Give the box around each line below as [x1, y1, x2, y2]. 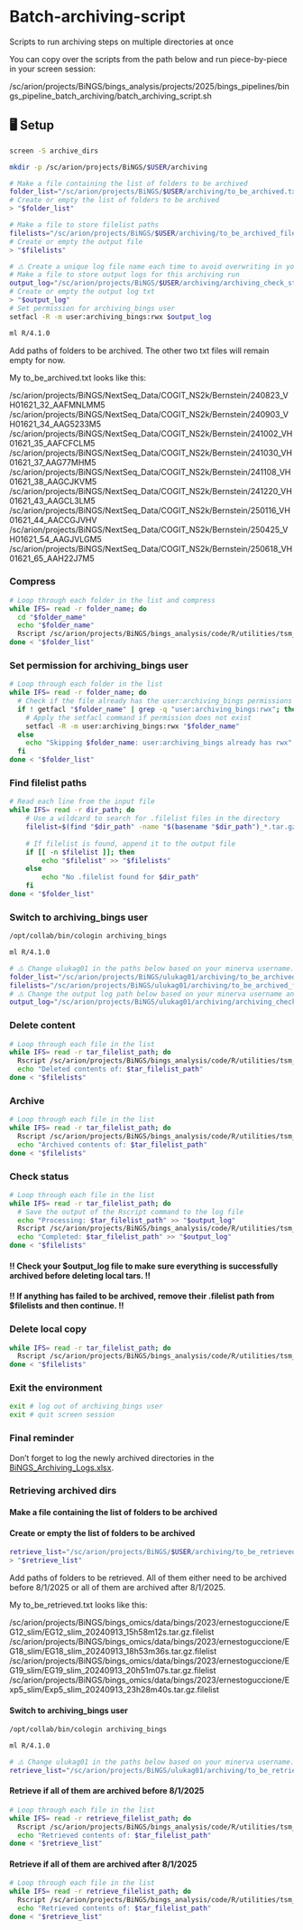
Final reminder [9, 1432, 75, 1445]
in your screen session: [9, 63, 96, 74]
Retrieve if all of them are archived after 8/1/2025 [9, 1859, 197, 1869]
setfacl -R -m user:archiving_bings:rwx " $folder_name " [25, 721, 241, 731]
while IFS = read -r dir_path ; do [9, 806, 135, 815]
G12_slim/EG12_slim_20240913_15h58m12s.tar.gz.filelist [9, 1626, 215, 1637]
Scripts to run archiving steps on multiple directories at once [9, 36, 234, 47]
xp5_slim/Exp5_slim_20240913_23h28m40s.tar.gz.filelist [9, 1684, 219, 1695]
